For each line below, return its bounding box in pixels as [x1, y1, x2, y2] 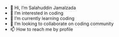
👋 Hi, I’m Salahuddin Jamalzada [10, 5, 76, 10]
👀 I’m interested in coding [10, 10, 64, 16]
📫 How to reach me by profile [10, 26, 73, 32]
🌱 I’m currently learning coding [10, 15, 75, 21]
